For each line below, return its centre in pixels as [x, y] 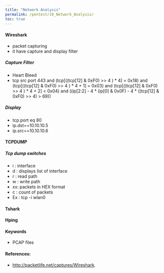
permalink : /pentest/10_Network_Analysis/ [49, 14]
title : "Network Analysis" [33, 10]
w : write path [26, 182]
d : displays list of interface [40, 171]
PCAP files [23, 242]
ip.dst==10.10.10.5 [30, 125]
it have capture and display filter [45, 51]
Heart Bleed [24, 75]
